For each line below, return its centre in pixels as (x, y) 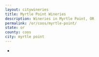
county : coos (18, 32)
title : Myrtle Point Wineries (36, 14)
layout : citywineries (27, 9)
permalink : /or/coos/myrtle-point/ (41, 23)
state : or (15, 28)
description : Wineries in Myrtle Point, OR (50, 19)
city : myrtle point (25, 37)
